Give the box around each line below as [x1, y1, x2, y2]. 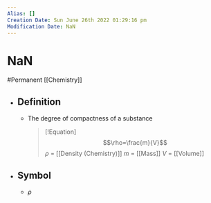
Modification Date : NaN [7, 23, 76, 30]
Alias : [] [7, 10, 36, 17]
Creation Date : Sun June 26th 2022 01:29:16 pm [7, 17, 147, 24]
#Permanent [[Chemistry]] [7, 76, 82, 84]
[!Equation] [44, 127, 77, 136]
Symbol [17, 169, 52, 181]
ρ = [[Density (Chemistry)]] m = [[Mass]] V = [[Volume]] [44, 150, 205, 158]
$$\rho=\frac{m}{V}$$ [102, 139, 167, 147]
